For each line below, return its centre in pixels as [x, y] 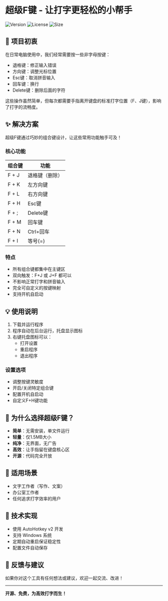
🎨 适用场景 [21, 473]
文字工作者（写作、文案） [39, 486]
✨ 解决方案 [22, 124]
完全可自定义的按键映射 [36, 288]
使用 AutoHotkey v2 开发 [38, 529]
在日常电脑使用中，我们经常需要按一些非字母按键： [58, 54]
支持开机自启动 [28, 294]
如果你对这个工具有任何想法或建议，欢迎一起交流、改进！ [64, 578]
